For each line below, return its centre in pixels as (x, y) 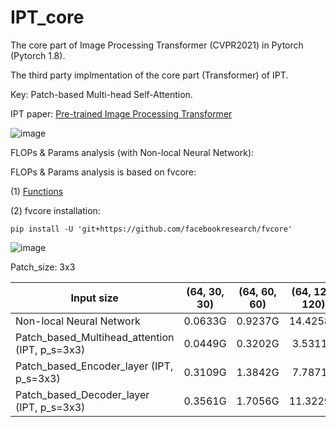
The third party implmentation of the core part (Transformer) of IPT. (149, 75)
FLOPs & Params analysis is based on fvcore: (103, 172)
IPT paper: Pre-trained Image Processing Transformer (121, 113)
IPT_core (47, 17)
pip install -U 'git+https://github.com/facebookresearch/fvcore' (151, 229)
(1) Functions (37, 191)
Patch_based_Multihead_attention (95, 337)
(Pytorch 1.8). (38, 55)
